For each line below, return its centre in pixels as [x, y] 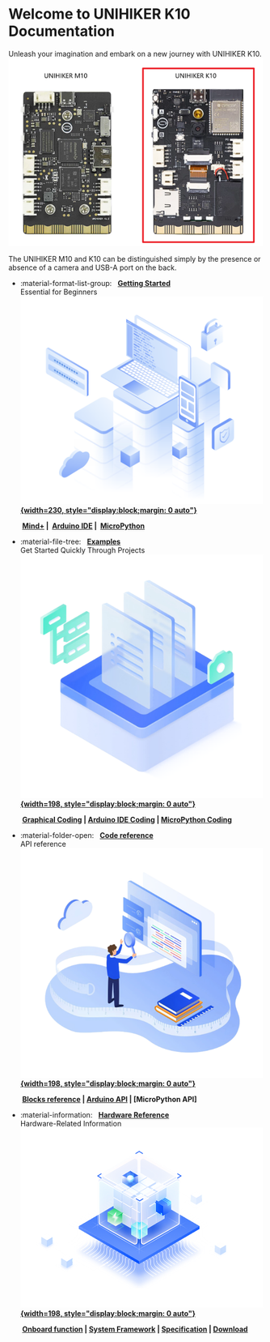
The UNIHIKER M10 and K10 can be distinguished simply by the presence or [135, 259]
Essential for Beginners [59, 292]
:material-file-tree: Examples [70, 541]
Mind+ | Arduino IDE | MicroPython [84, 526]
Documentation [62, 31]
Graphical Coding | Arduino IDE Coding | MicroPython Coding [127, 819]
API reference [43, 844]
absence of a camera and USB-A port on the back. [93, 267]
